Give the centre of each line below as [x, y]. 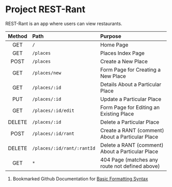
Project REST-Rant [45, 9]
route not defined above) [130, 166]
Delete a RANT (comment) [132, 145]
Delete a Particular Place [130, 122]
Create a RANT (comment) [132, 130]
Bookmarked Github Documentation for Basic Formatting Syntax [80, 179]
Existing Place [117, 113]
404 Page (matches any [129, 159]
